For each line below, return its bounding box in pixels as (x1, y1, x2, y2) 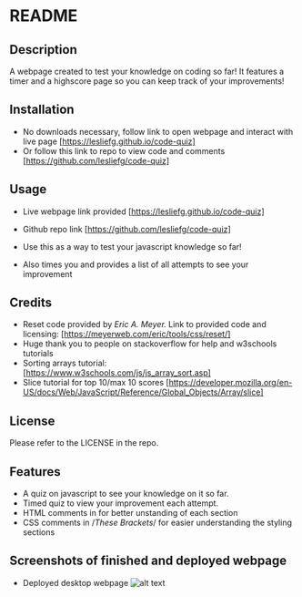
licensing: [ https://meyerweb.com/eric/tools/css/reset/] (22, 329, 231, 340)
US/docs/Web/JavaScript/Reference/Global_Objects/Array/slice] (22, 386, 264, 397)
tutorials (22, 348, 54, 359)
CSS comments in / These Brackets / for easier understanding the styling (22, 517, 293, 529)
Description (9, 42, 77, 57)
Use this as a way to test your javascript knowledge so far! (22, 241, 243, 252)
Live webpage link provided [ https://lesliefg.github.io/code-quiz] (22, 206, 266, 217)
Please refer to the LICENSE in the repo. (9, 437, 159, 448)
